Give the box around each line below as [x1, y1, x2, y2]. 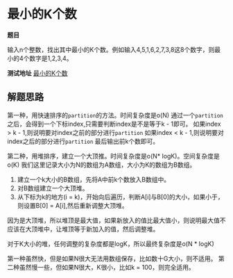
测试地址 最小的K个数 [7, 69, 68, 77]
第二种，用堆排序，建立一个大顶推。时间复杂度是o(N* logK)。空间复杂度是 [7, 152, 220, 160]
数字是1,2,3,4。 [29, 54, 73, 63]
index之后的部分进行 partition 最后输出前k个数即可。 [7, 137, 159, 145]
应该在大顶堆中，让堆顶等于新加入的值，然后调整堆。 [7, 224, 159, 233]
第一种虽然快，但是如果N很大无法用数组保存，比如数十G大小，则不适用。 [7, 254, 217, 263]
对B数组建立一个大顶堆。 [17, 183, 89, 192]
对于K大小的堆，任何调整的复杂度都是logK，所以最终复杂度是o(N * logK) [7, 239, 215, 247]
